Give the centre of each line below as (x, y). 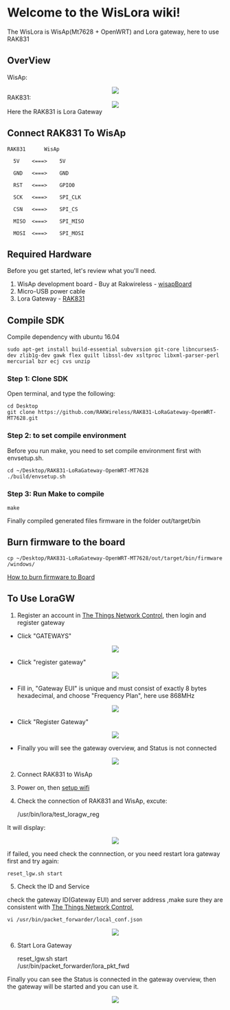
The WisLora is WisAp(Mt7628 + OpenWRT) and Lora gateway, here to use (113, 32)
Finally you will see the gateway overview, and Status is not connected (117, 748)
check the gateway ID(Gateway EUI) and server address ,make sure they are (115, 899)
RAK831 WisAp (33, 149)
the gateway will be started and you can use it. (73, 986)
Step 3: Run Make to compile (56, 494)
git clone (21, 413)
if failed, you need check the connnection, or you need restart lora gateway (114, 853)
